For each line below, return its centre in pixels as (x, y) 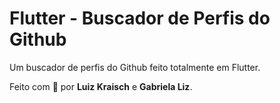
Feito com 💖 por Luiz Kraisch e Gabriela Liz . (101, 86)
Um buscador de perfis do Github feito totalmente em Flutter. (135, 67)
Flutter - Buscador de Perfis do (140, 18)
